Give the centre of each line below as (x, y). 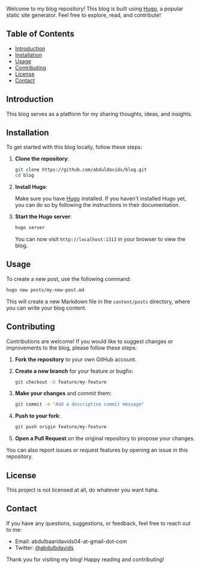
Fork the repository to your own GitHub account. (76, 359)
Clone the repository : (42, 159)
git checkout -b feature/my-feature (61, 382)
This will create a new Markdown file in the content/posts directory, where (98, 301)
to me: (14, 529)
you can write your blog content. (46, 308)
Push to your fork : (38, 416)
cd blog (24, 176)
